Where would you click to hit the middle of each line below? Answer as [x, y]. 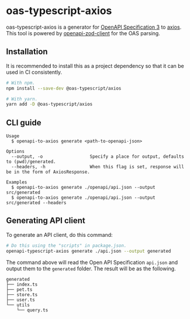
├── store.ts [22, 294]
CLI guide [24, 122]
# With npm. [20, 83]
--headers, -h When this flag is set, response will [98, 167]
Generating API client [46, 221]
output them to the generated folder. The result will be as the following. [91, 269]
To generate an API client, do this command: [59, 235]
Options [15, 152]
